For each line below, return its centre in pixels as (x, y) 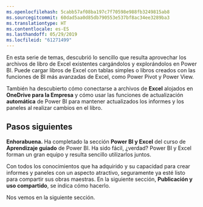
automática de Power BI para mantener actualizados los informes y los (95, 101)
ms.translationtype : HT (36, 23)
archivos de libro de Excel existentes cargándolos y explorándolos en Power (102, 64)
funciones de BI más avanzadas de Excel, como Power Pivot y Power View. (100, 77)
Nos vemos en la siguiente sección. (51, 197)
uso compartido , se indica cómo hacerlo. (58, 185)
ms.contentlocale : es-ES (38, 29)
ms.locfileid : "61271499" (39, 40)
